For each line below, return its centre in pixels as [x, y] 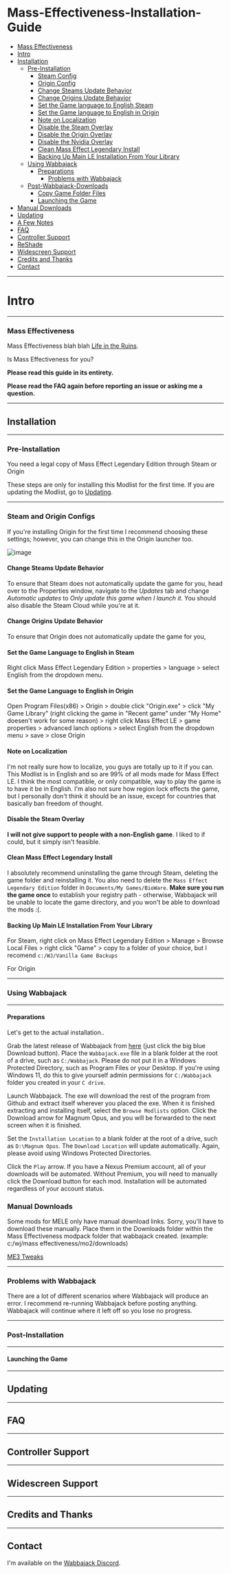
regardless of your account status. [56, 1188]
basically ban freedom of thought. [55, 803]
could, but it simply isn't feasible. [54, 842]
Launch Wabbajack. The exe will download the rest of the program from [109, 1096]
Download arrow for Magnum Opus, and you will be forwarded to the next [111, 1118]
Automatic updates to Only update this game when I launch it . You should [112, 598]
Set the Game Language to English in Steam [71, 652]
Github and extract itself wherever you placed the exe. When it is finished [111, 1103]
